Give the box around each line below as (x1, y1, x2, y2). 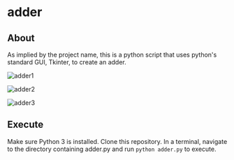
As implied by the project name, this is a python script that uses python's (7, 50, 217, 59)
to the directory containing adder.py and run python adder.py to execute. (7, 145, 217, 153)
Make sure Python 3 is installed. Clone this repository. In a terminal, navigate (7, 137, 228, 145)
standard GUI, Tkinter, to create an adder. (7, 58, 127, 66)
